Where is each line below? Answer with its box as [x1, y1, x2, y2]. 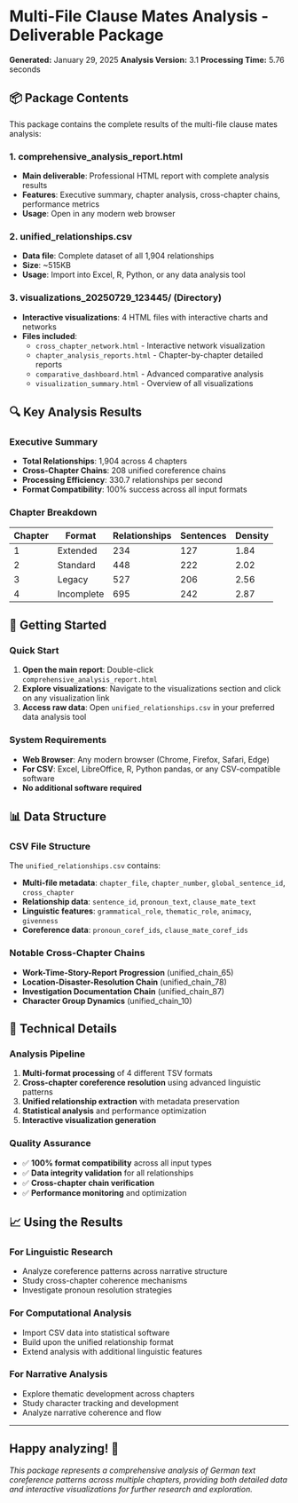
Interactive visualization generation [21, 1115, 157, 1126]
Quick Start [9, 644, 59, 656]
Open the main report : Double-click [21, 664, 154, 676]
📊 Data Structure [9, 810, 107, 824]
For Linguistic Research [9, 1246, 114, 1258]
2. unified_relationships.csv [9, 230, 133, 242]
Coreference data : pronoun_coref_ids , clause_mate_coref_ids [21, 925, 248, 936]
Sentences [180, 529, 227, 542]
